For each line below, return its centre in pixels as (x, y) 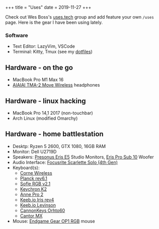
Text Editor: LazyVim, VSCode (44, 46)
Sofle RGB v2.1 (35, 184)
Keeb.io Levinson (38, 205)
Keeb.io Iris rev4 (37, 200)
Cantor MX (31, 215)
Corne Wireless (36, 173)
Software (17, 35)
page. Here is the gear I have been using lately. (54, 22)
